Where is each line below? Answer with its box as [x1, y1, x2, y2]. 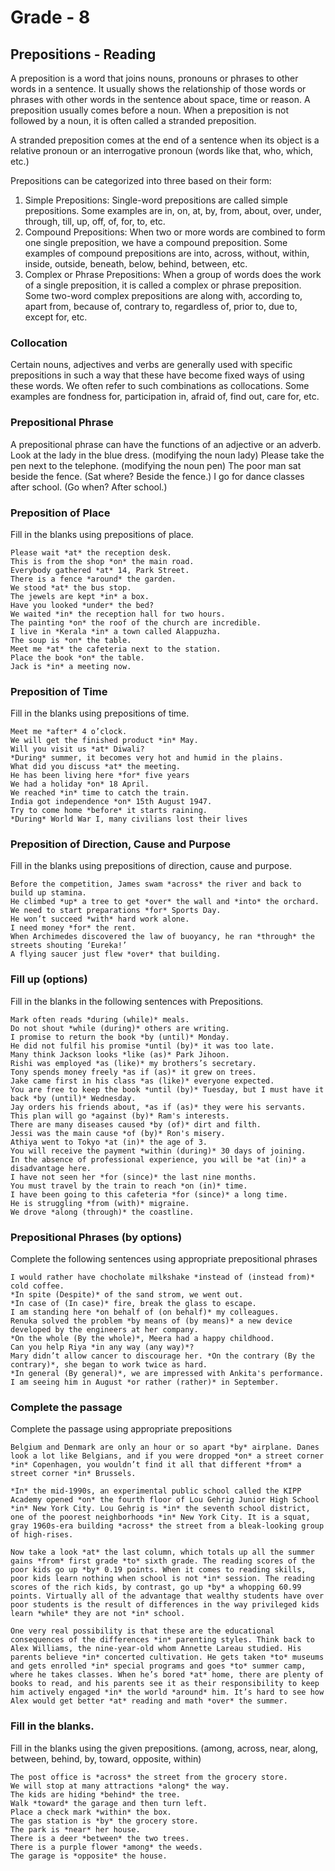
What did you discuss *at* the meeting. [10, 762, 182, 772]
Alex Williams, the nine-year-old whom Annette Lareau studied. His [10, 1644, 302, 1654]
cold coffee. [10, 1281, 65, 1291]
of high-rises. [10, 1530, 74, 1540]
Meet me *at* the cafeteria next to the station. [10, 644, 222, 654]
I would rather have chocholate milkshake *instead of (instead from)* [10, 1272, 315, 1283]
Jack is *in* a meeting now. [10, 661, 132, 671]
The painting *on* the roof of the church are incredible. [10, 617, 262, 628]
